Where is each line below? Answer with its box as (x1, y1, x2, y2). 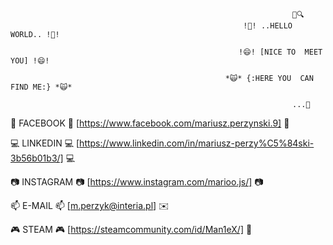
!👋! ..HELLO (243, 21, 293, 31)
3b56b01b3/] (10, 152, 64, 164)
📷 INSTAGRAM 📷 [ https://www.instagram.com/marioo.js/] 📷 (10, 176, 264, 188)
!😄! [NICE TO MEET (238, 47, 323, 57)
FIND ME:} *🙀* (10, 82, 73, 92)
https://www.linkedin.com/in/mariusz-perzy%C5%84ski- (79, 137, 315, 149)
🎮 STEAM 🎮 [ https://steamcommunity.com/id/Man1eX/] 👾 (10, 224, 253, 235)
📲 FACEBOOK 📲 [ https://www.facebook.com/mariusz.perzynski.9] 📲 (10, 117, 290, 129)
